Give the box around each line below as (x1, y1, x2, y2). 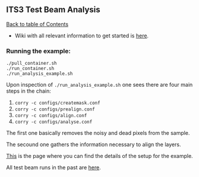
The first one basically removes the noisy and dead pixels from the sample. (6, 129, 190, 137)
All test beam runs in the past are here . (6, 164, 101, 171)
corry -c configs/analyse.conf (14, 119, 93, 125)
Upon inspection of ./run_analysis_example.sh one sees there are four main (6, 81, 193, 88)
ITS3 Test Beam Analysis (6, 5, 101, 15)
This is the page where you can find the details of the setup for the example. (6, 153, 193, 160)
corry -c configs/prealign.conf (14, 106, 95, 112)
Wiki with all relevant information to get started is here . (14, 32, 149, 39)
